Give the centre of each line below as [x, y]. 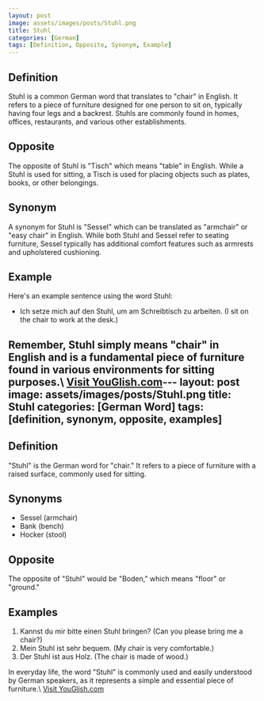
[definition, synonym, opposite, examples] [115, 419]
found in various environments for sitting [111, 370]
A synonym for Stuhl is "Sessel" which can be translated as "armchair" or [128, 226]
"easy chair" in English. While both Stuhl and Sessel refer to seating [119, 235]
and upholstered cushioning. [55, 252]
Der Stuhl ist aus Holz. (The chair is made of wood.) [104, 657]
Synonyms [35, 498]
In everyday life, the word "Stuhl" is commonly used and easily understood [130, 672]
